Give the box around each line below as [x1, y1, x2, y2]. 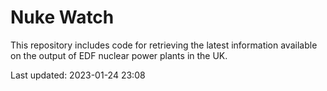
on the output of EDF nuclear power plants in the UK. [10, 49, 228, 61]
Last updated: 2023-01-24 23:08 [10, 69, 146, 81]
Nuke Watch [10, 6, 115, 29]
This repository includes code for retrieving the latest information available [10, 39, 318, 51]
